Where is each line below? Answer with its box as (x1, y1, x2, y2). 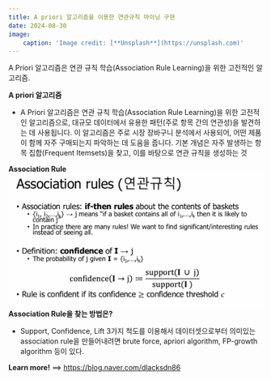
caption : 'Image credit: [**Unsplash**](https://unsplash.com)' (23, 39, 244, 47)
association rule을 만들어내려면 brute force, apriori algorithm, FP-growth (19, 336, 258, 346)
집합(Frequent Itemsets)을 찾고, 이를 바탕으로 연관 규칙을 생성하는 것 (28, 148, 248, 158)
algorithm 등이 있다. (19, 346, 85, 356)
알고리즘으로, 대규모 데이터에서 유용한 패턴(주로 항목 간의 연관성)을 (28, 117, 239, 127)
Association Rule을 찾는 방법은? (8, 309, 113, 318)
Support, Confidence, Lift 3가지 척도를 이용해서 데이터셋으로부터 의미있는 (19, 326, 256, 335)
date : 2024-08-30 (8, 21, 67, 30)
